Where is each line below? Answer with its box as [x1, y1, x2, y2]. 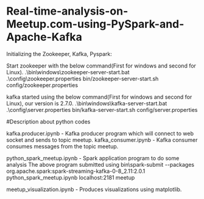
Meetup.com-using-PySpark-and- [6, 17, 185, 31]
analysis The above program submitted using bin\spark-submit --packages [6, 161, 195, 168]
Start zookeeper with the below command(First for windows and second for [6, 62, 197, 69]
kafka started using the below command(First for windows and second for [6, 93, 192, 100]
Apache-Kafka [6, 30, 82, 44]
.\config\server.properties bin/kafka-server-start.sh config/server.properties [6, 106, 198, 113]
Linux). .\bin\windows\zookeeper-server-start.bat [6, 68, 130, 75]
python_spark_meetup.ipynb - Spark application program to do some [6, 154, 180, 162]
